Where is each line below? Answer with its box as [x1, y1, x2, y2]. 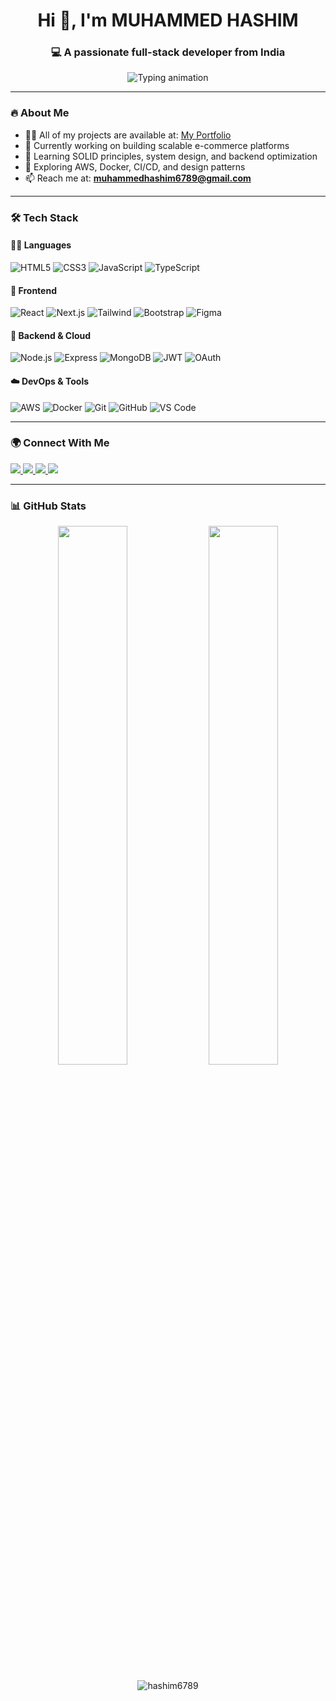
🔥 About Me [10, 106, 70, 120]
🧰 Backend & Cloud [10, 329, 92, 341]
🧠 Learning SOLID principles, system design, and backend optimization [24, 150, 318, 162]
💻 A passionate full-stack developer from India [50, 45, 286, 59]
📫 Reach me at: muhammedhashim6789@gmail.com [24, 172, 252, 184]
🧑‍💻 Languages [10, 239, 72, 251]
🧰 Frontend [10, 284, 57, 296]
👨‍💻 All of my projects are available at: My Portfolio [24, 129, 232, 141]
